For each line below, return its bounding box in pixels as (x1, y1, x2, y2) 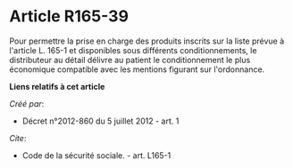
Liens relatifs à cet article (9, 81, 105, 92)
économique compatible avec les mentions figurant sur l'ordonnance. (9, 64, 265, 75)
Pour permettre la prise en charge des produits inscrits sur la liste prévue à (9, 36, 285, 46)
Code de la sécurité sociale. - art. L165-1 (21, 149, 172, 161)
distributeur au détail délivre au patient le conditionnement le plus (9, 54, 251, 65)
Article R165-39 (9, 6, 130, 27)
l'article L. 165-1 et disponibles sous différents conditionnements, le (9, 44, 257, 55)
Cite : (9, 132, 27, 143)
